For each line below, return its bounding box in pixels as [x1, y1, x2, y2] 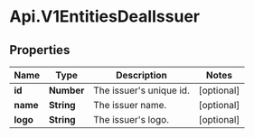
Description [116, 69, 167, 81]
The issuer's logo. [93, 114, 170, 125]
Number [48, 84, 85, 97]
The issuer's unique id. [93, 84, 190, 97]
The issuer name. [93, 99, 167, 111]
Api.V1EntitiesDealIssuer [9, 6, 201, 27]
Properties [9, 42, 71, 58]
